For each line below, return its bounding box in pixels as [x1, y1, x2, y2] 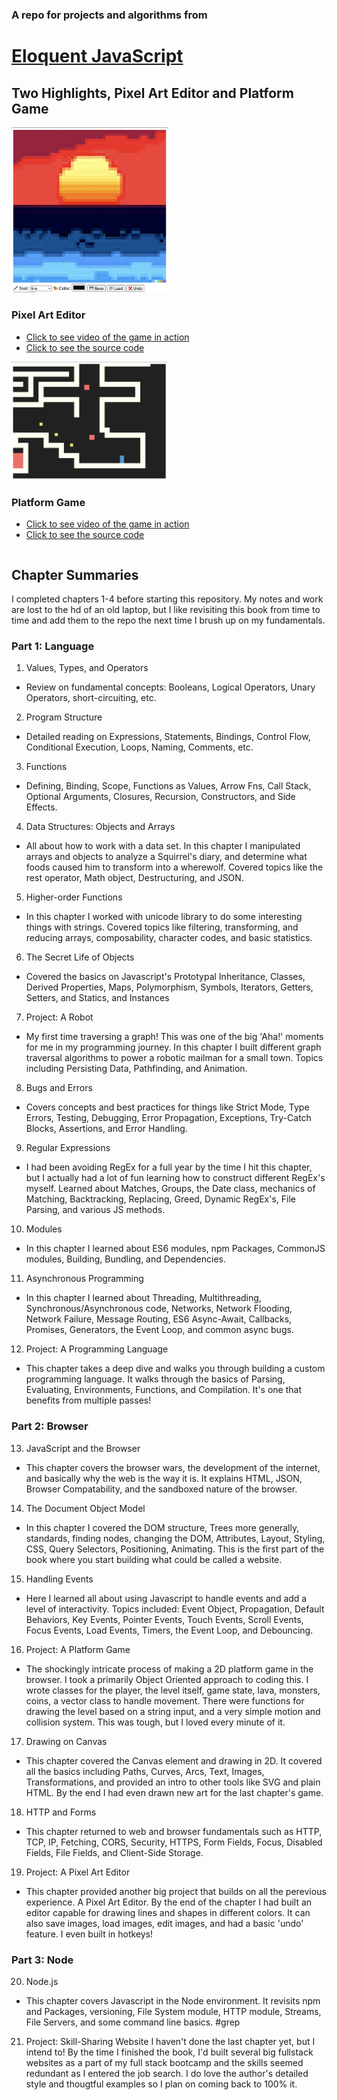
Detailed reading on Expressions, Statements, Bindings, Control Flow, [25, 731, 311, 743]
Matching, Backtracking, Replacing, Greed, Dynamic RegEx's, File [25, 1193, 296, 1205]
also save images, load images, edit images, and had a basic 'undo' [25, 1917, 304, 1929]
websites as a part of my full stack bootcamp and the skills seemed [25, 2056, 304, 2068]
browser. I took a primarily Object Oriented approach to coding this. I [25, 1673, 309, 1685]
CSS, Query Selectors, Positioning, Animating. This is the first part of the [25, 1543, 325, 1555]
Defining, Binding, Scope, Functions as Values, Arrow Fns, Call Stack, [25, 780, 312, 792]
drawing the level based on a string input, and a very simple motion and [25, 1705, 321, 1717]
